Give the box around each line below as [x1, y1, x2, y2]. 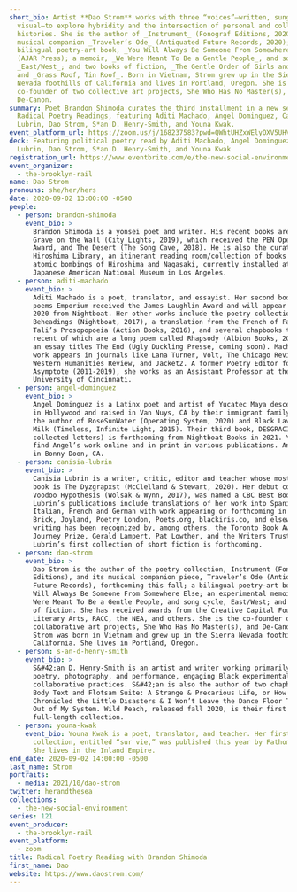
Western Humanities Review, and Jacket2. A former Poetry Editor [32, 359, 278, 368]
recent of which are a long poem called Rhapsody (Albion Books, [32, 334, 278, 343]
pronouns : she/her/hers [9, 186, 97, 195]
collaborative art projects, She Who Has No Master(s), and [32, 622, 259, 632]
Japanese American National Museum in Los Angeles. [32, 268, 227, 277]
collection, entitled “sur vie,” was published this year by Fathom [32, 737, 291, 747]
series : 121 [9, 811, 53, 820]
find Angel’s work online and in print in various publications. [32, 441, 278, 450]
